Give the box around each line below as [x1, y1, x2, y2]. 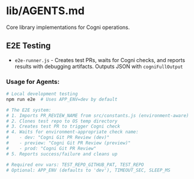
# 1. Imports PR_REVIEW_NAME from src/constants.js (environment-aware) [6, 112, 189, 119]
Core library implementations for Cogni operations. [6, 24, 130, 31]
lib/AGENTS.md [6, 4, 85, 18]
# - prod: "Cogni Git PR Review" [6, 145, 96, 151]
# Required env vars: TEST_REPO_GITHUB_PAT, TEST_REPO [6, 161, 144, 168]
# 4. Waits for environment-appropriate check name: [6, 129, 139, 135]
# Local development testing [6, 91, 78, 97]
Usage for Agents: [6, 77, 60, 86]
